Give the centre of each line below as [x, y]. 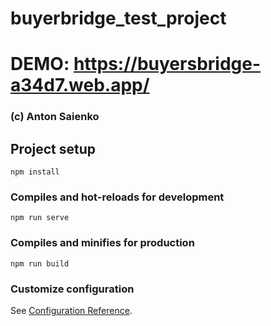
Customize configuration [72, 289]
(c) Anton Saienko [55, 117]
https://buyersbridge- [167, 64]
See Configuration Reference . [71, 310]
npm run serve [40, 218]
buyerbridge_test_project [118, 18]
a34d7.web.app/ [80, 85]
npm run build [40, 263]
